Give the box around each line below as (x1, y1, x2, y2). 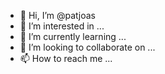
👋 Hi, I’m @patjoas (19, 10, 96, 21)
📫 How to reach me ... (19, 53, 113, 64)
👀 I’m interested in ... (19, 20, 105, 32)
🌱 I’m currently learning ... (19, 31, 127, 42)
